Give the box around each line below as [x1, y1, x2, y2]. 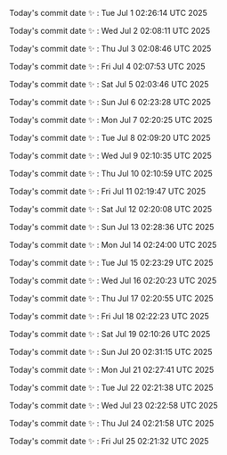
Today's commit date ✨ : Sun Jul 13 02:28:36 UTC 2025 [9, 222, 215, 232]
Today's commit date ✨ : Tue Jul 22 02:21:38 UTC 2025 [9, 383, 214, 393]
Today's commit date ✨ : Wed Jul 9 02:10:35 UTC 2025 [9, 151, 212, 161]
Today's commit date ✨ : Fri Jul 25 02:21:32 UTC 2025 [9, 436, 209, 446]
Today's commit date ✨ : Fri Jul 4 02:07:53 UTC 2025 [9, 62, 207, 71]
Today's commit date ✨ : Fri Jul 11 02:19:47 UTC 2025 [9, 186, 207, 196]
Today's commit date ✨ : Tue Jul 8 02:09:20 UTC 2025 [9, 133, 211, 143]
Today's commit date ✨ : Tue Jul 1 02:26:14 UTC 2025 [9, 8, 207, 18]
